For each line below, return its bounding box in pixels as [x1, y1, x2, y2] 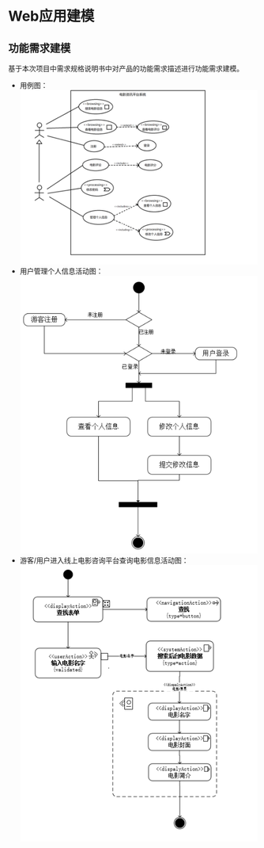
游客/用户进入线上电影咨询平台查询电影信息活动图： [19, 556, 189, 565]
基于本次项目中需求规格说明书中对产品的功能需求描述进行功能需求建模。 [8, 64, 243, 73]
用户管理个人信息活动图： [19, 266, 104, 276]
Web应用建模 [8, 7, 95, 25]
